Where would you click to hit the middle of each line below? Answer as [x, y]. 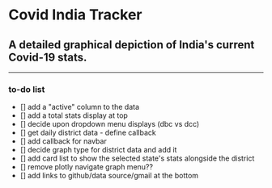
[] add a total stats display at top [74, 115]
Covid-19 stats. [48, 57]
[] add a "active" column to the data [80, 107]
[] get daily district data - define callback [88, 133]
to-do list [27, 89]
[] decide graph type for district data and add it [98, 150]
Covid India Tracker [76, 15]
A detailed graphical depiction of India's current [132, 45]
